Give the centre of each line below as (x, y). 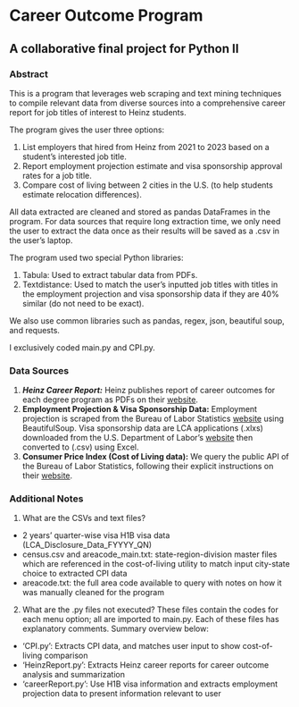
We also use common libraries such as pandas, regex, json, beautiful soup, (147, 320)
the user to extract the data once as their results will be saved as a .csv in (144, 231)
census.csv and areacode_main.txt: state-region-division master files (149, 554)
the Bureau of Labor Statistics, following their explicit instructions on (148, 467)
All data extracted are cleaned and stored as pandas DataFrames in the (140, 212)
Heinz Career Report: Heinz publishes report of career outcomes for (149, 391)
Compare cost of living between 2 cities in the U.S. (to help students (148, 185)
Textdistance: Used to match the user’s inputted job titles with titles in (150, 284)
